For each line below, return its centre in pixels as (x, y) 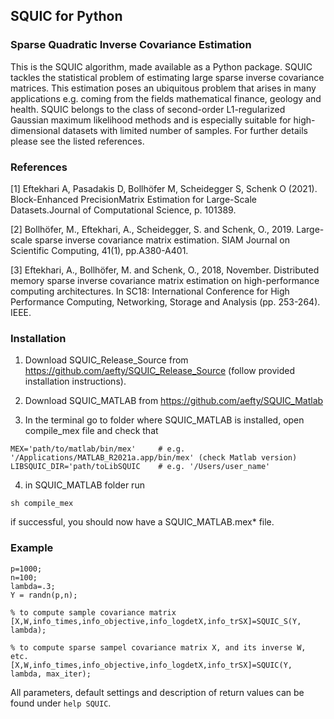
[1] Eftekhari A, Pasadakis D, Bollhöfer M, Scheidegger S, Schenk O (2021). (164, 188)
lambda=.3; (33, 586)
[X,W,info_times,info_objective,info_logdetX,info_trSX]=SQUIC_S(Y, (156, 621)
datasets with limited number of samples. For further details (185, 130)
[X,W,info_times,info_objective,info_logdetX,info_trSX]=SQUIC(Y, (151, 665)
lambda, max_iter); (51, 674)
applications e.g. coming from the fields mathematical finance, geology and (166, 98)
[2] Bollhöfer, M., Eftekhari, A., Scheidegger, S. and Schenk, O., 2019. (152, 229)
